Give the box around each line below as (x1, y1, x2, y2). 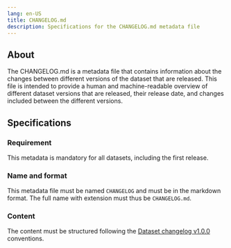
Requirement (7, 138, 52, 147)
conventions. (7, 234, 44, 243)
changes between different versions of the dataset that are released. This (7, 74, 217, 83)
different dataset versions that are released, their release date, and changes (7, 90, 224, 98)
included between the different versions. (7, 97, 123, 105)
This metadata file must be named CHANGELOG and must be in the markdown (7, 187, 221, 195)
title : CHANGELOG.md (7, 17, 67, 24)
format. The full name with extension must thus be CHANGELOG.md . (7, 194, 192, 202)
